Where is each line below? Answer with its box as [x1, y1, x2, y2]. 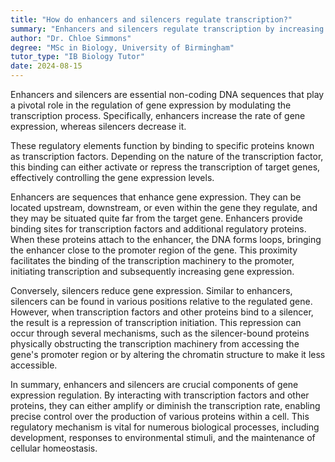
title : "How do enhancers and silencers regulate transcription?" [10, 14, 293, 25]
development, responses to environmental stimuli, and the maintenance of [10, 432, 316, 443]
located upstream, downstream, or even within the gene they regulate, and [10, 202, 318, 213]
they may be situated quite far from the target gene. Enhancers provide [10, 212, 303, 224]
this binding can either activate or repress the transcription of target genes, [10, 161, 321, 173]
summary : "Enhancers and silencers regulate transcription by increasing [10, 24, 325, 34]
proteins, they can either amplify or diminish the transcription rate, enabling [10, 400, 321, 411]
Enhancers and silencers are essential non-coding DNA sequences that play [10, 89, 325, 100]
